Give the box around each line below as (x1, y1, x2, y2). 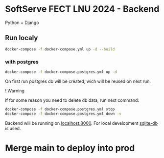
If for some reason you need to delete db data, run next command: (5, 97, 140, 103)
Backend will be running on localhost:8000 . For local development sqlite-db (5, 120, 158, 126)
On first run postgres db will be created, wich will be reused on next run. (5, 78, 151, 84)
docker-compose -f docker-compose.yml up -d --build (5, 46, 115, 52)
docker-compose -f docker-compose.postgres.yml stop (5, 107, 115, 112)
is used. (5, 125, 21, 131)
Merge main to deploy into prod (5, 142, 135, 154)
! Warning (5, 88, 24, 93)
